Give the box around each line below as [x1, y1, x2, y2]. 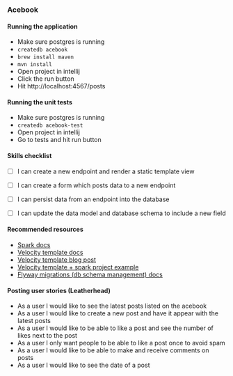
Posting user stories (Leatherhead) [7, 286, 111, 295]
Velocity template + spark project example [17, 263, 139, 271]
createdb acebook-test [17, 122, 83, 130]
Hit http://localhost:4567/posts [17, 82, 106, 91]
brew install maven [17, 54, 74, 61]
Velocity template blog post [17, 256, 96, 264]
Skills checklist [7, 151, 52, 159]
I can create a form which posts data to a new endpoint [17, 181, 176, 189]
